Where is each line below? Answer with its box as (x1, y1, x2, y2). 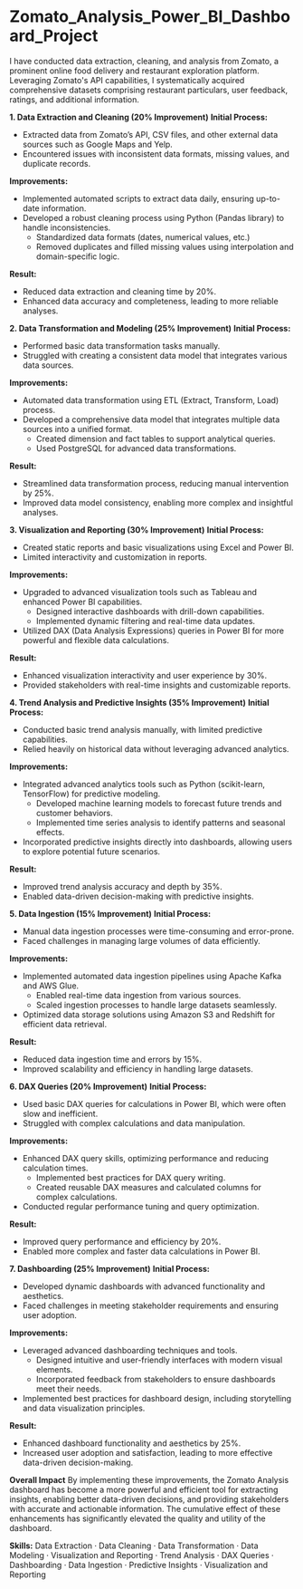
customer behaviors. (35, 807, 113, 818)
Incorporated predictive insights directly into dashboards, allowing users (22, 836, 292, 847)
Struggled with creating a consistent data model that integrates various (22, 350, 288, 361)
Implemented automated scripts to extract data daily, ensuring (22, 193, 255, 204)
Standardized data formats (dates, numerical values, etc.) (35, 231, 251, 242)
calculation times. (22, 1162, 89, 1173)
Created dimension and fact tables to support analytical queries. (35, 433, 276, 444)
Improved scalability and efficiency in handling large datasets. (22, 1063, 253, 1074)
